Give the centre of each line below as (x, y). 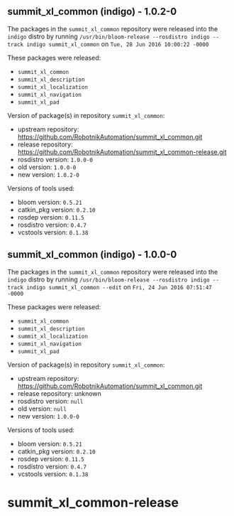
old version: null (42, 409)
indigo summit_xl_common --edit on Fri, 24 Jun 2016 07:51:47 (119, 286)
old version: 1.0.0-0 (47, 167)
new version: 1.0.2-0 (48, 174)
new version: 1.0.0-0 (48, 416)
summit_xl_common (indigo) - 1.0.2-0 (92, 12)
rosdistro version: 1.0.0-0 (55, 159)
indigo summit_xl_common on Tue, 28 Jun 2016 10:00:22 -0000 (117, 44)
